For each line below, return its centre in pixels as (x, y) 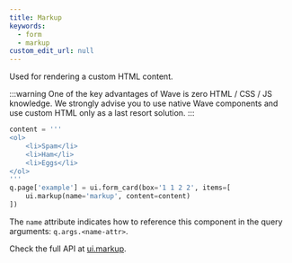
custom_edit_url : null (52, 51)
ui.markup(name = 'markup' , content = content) (108, 197)
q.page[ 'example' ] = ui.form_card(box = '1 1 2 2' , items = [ (120, 188)
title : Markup (36, 18)
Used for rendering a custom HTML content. (91, 76)
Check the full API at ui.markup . (68, 249)
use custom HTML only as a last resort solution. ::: (102, 113)
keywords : (28, 26)
